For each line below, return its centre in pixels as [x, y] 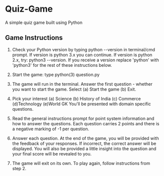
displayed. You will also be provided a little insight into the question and [84, 148]
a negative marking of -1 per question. [51, 129]
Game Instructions [34, 38]
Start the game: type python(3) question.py [56, 75]
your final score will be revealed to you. [52, 154]
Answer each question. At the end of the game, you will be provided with [85, 138]
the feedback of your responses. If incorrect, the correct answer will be [84, 143]
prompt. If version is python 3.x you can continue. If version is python [82, 55]
